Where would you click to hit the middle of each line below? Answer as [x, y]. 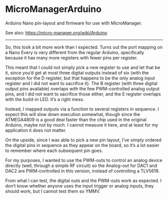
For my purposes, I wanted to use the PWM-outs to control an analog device [84, 160]
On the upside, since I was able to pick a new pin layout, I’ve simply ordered [83, 140]
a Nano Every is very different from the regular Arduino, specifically [75, 52]
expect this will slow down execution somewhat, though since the [73, 114]
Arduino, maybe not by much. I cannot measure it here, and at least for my [82, 125]
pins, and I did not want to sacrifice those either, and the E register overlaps [83, 94]
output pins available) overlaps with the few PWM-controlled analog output [82, 88]
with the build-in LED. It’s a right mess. [45, 99]
